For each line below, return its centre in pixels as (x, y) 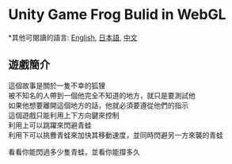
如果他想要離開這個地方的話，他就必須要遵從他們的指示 (98, 105)
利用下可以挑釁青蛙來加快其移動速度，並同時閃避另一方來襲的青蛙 (116, 135)
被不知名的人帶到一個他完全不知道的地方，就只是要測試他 (102, 95)
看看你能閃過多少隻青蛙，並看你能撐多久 (74, 151)
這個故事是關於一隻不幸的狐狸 (57, 86)
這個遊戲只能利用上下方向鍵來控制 (64, 115)
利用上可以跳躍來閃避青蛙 (50, 125)
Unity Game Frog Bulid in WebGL (118, 15)
